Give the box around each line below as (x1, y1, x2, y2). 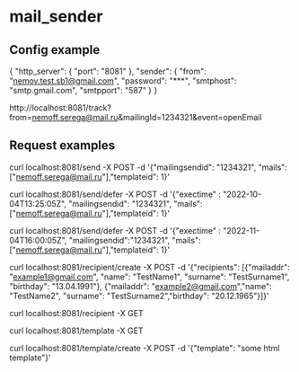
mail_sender (9, 6, 103, 27)
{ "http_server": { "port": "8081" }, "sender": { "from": (9, 66, 207, 76)
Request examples (9, 137, 116, 154)
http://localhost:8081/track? (9, 102, 112, 113)
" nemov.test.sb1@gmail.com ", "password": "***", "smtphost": (9, 75, 237, 86)
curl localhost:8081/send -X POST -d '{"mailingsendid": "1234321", (9, 162, 257, 173)
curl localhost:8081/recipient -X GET (9, 307, 144, 318)
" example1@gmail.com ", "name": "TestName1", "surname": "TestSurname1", (9, 271, 290, 282)
